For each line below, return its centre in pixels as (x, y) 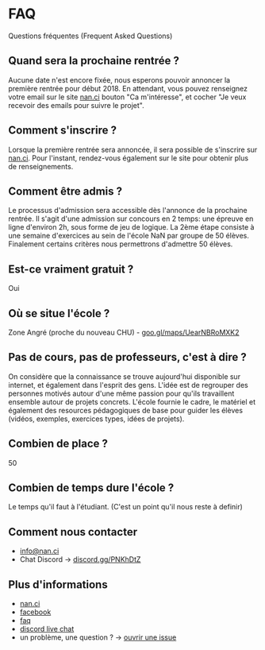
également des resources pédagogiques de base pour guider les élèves (126, 410)
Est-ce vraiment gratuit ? (71, 269)
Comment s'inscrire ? (63, 131)
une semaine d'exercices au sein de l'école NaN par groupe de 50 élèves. (129, 236)
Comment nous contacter (73, 532)
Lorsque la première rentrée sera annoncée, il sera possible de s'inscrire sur (133, 149)
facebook (35, 612)
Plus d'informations (58, 584)
